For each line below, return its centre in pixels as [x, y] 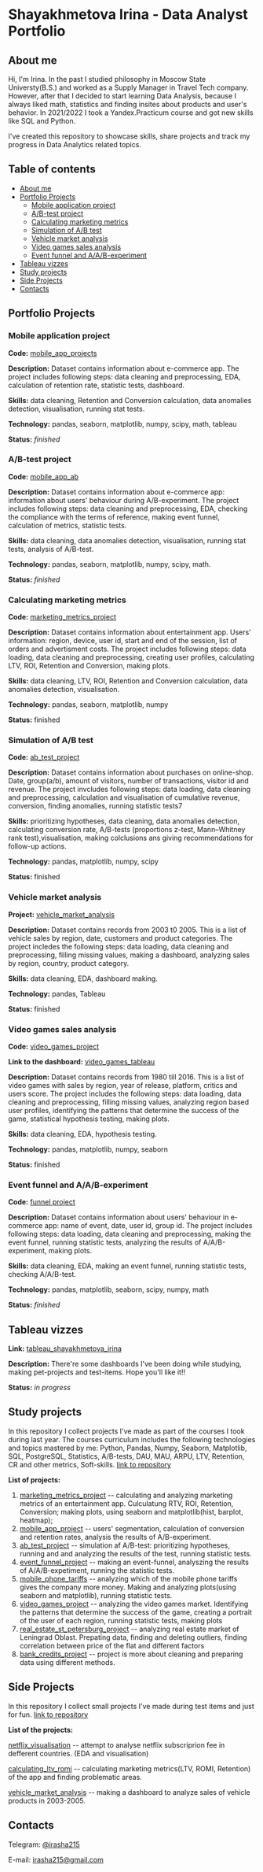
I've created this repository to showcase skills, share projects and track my [129, 136]
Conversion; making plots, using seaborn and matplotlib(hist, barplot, [131, 1511]
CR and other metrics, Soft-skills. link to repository [89, 1464]
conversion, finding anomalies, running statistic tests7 [95, 806]
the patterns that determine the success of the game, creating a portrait [136, 1612]
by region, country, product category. [69, 963]
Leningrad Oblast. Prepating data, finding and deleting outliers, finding [133, 1637]
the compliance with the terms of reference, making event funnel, [114, 516]
